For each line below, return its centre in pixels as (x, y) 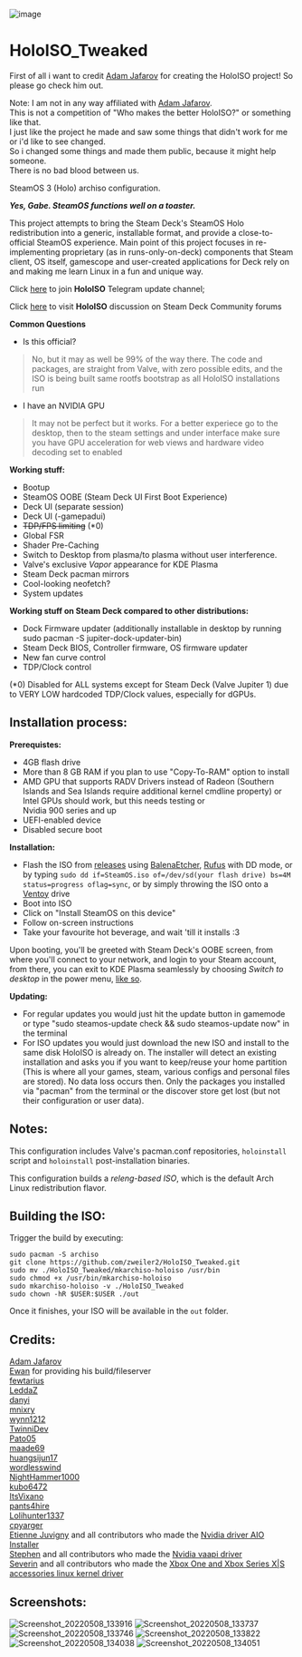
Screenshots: (48, 1602)
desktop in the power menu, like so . (75, 979)
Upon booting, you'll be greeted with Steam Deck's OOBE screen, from (142, 950)
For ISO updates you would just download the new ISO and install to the (156, 1042)
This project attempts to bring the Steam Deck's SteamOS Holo (127, 223)
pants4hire (29, 1506)
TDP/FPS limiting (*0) (63, 525)
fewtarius (27, 1381)
